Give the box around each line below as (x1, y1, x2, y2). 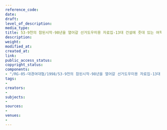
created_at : (5, 48, 30, 53)
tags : (5, 76, 16, 81)
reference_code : (5, 7, 39, 12)
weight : (5, 40, 21, 44)
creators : (5, 85, 26, 90)
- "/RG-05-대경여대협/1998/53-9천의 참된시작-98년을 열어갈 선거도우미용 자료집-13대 (5, 72, 161, 77)
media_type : (5, 26, 30, 31)
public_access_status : (5, 58, 52, 63)
